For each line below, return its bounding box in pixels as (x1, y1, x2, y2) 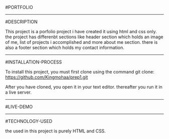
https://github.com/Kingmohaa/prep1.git (5, 74, 88, 80)
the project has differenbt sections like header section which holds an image (5, 34, 163, 40)
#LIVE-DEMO (5, 104, 33, 110)
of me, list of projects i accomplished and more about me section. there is (5, 39, 158, 45)
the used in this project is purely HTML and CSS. (5, 128, 106, 134)
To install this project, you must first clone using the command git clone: (5, 69, 154, 75)
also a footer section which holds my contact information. (5, 45, 125, 50)
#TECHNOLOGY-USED (5, 118, 53, 124)
